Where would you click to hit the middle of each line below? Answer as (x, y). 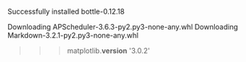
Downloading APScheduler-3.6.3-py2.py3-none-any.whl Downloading (123, 27)
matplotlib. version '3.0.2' (108, 50)
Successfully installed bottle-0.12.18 (66, 12)
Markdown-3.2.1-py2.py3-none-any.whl (73, 35)
